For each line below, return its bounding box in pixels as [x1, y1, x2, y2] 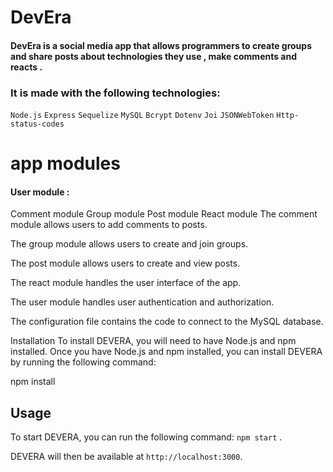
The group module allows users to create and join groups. [10, 238, 249, 250]
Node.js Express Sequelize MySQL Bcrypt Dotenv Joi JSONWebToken [10, 111, 275, 121]
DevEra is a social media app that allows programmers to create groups [10, 39, 312, 51]
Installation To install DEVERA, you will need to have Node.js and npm [10, 335, 297, 347]
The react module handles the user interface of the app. [10, 277, 242, 289]
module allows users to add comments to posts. [10, 219, 208, 231]
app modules [10, 152, 121, 175]
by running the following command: [10, 356, 157, 368]
